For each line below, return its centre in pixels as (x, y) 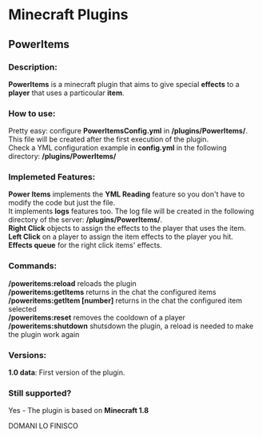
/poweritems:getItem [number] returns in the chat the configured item (125, 300)
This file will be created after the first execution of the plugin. (109, 139)
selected (23, 308)
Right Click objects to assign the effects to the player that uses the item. (127, 228)
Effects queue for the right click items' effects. (85, 245)
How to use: (32, 113)
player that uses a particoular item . (66, 93)
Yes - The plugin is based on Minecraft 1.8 (79, 411)
